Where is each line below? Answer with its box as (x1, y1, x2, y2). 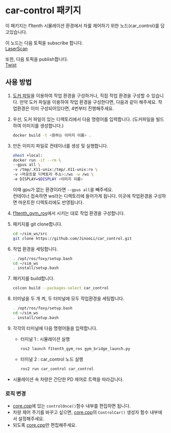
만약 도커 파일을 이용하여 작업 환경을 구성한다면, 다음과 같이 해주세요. (19, 99, 157, 105)
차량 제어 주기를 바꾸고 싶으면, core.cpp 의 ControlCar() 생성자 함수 (12, 409, 149, 415)
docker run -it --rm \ (12, 157, 61, 163)
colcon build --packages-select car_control (12, 286, 109, 291)
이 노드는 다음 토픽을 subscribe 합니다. (5, 39, 83, 46)
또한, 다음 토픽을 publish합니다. (5, 56, 68, 62)
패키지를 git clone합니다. (12, 221, 63, 227)
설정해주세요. (18, 415, 44, 422)
